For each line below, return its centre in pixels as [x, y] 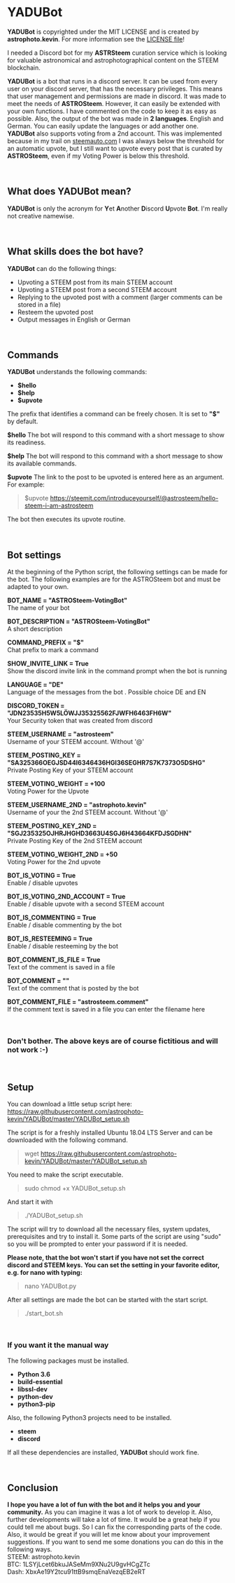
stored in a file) [39, 304]
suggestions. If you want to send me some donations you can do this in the [115, 1542]
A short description [35, 629]
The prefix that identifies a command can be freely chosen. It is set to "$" [114, 414]
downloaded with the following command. [67, 1140]
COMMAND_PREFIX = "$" [46, 642]
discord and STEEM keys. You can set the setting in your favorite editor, [114, 1265]
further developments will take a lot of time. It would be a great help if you [114, 1520]
